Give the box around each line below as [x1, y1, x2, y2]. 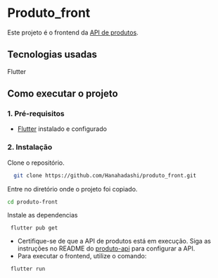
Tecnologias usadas [7, 49, 97, 61]
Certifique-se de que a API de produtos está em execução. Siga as [17, 237, 211, 246]
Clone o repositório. [7, 158, 65, 167]
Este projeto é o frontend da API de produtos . [7, 28, 139, 37]
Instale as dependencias [7, 211, 78, 220]
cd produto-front [7, 198, 58, 206]
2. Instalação [7, 142, 53, 152]
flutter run [10, 265, 46, 272]
